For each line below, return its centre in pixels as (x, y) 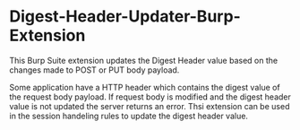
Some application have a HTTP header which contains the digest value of (145, 87)
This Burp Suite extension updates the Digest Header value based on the (144, 60)
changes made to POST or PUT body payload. (94, 70)
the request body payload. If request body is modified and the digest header (150, 97)
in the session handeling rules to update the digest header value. (129, 116)
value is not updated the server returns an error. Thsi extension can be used (150, 106)
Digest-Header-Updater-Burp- (125, 17)
